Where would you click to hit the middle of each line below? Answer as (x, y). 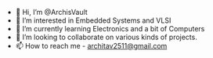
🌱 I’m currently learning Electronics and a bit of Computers (110, 29)
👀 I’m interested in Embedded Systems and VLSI (93, 20)
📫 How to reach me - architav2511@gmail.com (91, 46)
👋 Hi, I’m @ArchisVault (51, 12)
